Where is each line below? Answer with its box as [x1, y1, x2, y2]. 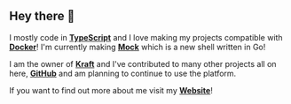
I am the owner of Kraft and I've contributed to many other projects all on [9, 58, 277, 69]
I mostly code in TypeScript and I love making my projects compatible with [9, 32, 283, 42]
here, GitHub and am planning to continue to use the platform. [9, 68, 237, 78]
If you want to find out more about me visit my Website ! [9, 85, 213, 95]
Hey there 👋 [9, 9, 75, 24]
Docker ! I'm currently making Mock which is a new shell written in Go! [9, 41, 266, 52]
